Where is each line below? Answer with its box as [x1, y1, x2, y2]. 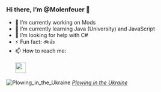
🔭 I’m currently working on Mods [14, 19, 96, 26]
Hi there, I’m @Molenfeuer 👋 [6, 5, 90, 14]
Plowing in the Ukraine [71, 79, 128, 86]
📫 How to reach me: [14, 47, 67, 54]
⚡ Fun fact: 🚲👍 [14, 38, 55, 45]
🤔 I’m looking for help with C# [14, 32, 88, 39]
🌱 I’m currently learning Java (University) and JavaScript [14, 25, 155, 32]
